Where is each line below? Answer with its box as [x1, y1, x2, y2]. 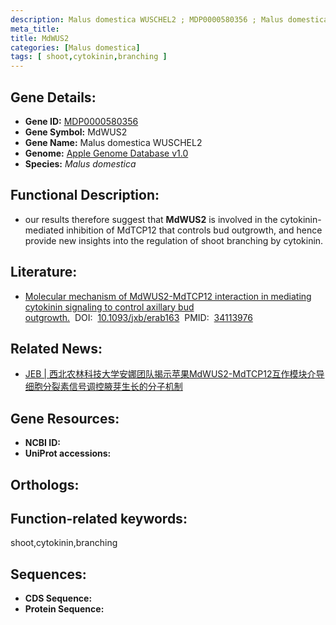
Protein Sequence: [24, 603, 105, 615]
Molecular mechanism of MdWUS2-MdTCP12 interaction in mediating [24, 290, 312, 302]
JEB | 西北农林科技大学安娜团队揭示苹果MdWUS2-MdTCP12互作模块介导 [24, 368, 325, 380]
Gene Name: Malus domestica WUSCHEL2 [24, 136, 203, 148]
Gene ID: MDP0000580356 [24, 115, 139, 127]
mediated [24, 224, 65, 236]
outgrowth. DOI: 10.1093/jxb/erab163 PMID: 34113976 [24, 311, 253, 323]
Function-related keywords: [10, 510, 188, 527]
